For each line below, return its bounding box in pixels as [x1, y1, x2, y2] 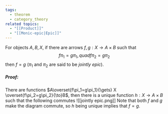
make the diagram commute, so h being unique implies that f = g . [5, 102, 140, 108]
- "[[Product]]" [10, 26, 44, 31]
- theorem [10, 12, 30, 17]
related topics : [5, 21, 39, 27]
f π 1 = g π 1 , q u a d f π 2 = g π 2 [58, 52, 110, 59]
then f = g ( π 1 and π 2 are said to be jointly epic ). [5, 61, 104, 68]
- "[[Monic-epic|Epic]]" [10, 31, 62, 36]
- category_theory [10, 17, 49, 22]
